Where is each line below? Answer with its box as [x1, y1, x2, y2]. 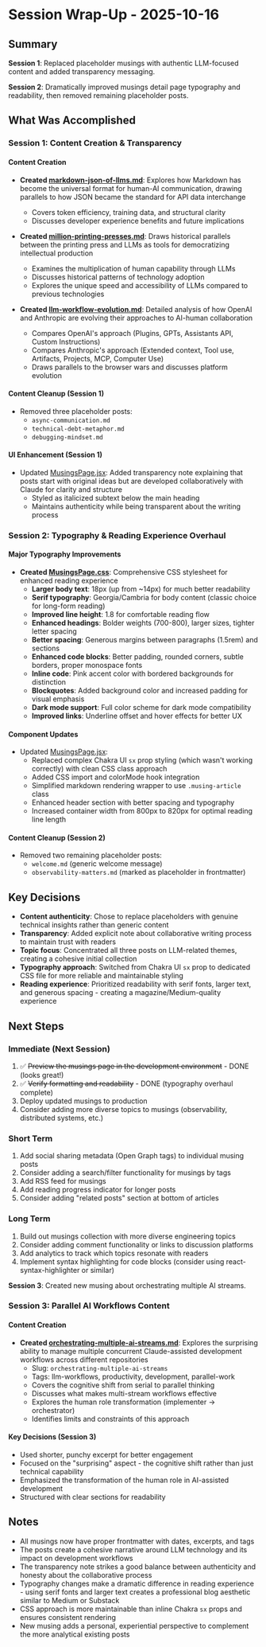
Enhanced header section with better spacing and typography [31, 798, 235, 807]
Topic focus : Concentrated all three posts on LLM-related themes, [19, 946, 237, 955]
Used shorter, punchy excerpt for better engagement [19, 1450, 194, 1459]
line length [31, 814, 67, 825]
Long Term [8, 1213, 51, 1224]
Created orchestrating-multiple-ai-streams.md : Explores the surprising [19, 1337, 258, 1347]
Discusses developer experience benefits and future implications [31, 216, 245, 225]
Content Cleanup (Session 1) [8, 388, 105, 399]
